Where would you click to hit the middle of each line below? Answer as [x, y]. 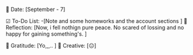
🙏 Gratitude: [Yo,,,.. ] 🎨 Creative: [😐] [51, 46]
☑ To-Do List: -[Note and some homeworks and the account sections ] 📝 [96, 21]
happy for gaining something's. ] [46, 34]
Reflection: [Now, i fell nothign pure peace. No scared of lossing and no [95, 27]
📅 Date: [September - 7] [36, 9]
